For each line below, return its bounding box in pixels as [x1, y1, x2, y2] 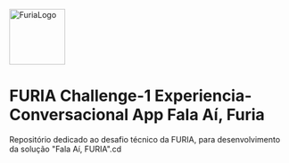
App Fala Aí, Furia [132, 105, 265, 125]
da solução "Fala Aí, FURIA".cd [9, 143, 122, 154]
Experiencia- [154, 86, 252, 106]
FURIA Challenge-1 [9, 86, 152, 106]
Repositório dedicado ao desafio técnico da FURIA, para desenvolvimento [9, 134, 281, 144]
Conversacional [9, 105, 129, 125]
